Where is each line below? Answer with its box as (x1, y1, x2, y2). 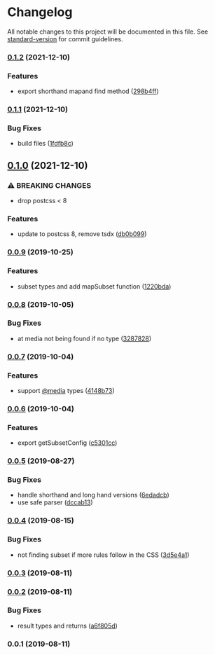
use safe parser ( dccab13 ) (17, 498, 93, 506)
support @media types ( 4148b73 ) (17, 387, 115, 395)
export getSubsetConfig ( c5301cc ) (17, 439, 118, 447)
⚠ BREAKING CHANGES (7, 180, 92, 190)
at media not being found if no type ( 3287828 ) (17, 334, 152, 343)
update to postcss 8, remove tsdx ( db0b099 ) (17, 230, 147, 238)
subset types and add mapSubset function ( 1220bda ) (17, 282, 172, 291)
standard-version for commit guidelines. (7, 34, 123, 43)
